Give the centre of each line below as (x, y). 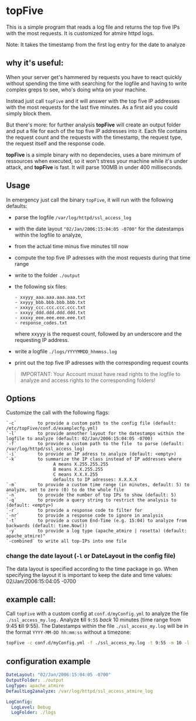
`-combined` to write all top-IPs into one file (66, 541)
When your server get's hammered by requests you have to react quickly (94, 77)
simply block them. (29, 113)
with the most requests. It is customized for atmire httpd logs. (80, 33)
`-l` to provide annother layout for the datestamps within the (95, 434)
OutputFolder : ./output (35, 681)
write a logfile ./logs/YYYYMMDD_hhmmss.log (66, 351)
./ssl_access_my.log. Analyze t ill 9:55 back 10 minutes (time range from (94, 620)
